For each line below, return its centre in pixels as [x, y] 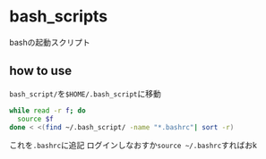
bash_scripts [59, 17]
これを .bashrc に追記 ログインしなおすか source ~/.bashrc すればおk [133, 146]
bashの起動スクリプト [50, 42]
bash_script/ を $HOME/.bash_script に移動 [85, 93]
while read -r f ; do [48, 110]
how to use [41, 71]
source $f [35, 119]
